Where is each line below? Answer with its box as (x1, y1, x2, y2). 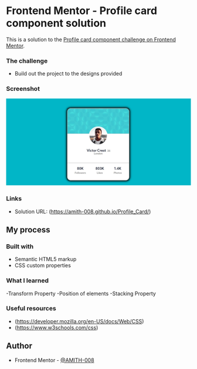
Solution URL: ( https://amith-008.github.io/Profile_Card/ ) (14, 208, 151, 215)
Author (6, 341, 32, 351)
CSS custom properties (14, 262, 72, 269)
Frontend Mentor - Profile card (6, 4, 157, 18)
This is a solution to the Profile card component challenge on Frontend (6, 36, 176, 43)
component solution (6, 16, 107, 30)
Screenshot (6, 85, 40, 93)
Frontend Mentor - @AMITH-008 (14, 356, 95, 364)
